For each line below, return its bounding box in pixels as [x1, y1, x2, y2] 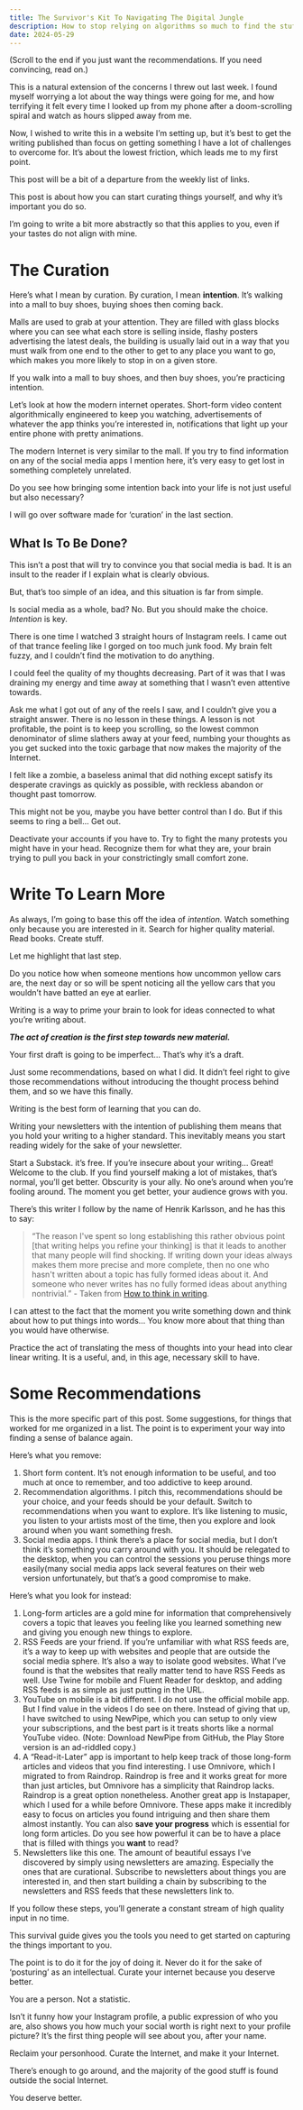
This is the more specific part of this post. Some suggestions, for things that [9, 1413, 292, 1424]
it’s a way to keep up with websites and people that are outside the [22, 1647, 271, 1656]
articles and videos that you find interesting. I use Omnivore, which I [22, 1761, 276, 1772]
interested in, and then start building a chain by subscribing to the [22, 1876, 268, 1886]
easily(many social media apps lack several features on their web [22, 1564, 265, 1573]
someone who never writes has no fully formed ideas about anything [31, 1279, 288, 1289]
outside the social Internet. [9, 2075, 109, 2086]
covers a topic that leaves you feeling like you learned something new [22, 1618, 282, 1628]
